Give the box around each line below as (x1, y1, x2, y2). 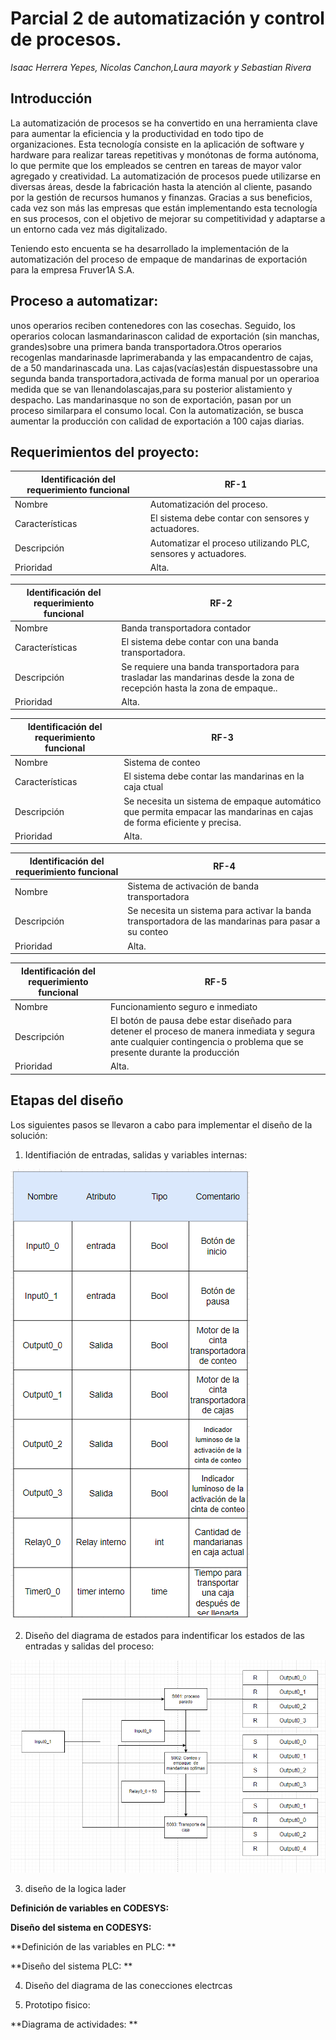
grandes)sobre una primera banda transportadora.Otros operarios (10, 340, 282, 352)
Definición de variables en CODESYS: (10, 1902, 170, 1914)
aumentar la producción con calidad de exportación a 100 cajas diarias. (10, 415, 305, 427)
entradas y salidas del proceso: (24, 1640, 155, 1652)
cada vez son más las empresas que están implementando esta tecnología (10, 202, 318, 214)
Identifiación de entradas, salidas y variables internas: (24, 1148, 248, 1161)
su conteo (127, 926, 169, 938)
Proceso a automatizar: (10, 293, 159, 310)
